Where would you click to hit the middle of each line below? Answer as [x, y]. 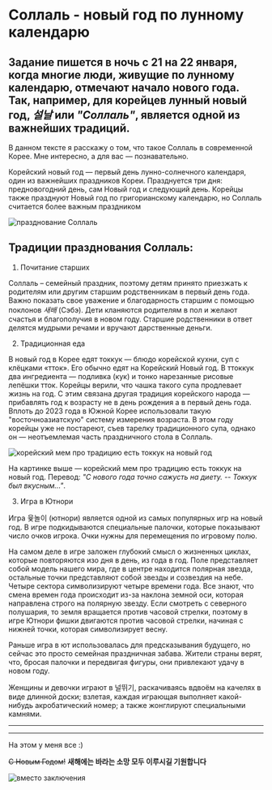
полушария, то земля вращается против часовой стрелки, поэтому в [128, 611]
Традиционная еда [53, 343]
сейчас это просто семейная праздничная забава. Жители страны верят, [136, 653]
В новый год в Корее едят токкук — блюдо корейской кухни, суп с [124, 359]
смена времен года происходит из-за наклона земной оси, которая [126, 594]
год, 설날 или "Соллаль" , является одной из [124, 115]
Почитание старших [55, 267]
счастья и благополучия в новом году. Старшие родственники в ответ [130, 319]
